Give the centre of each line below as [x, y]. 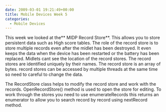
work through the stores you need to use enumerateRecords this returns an [82, 95]
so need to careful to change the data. [44, 74]
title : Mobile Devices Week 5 [36, 14]
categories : [17, 19]
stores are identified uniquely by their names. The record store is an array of [83, 64]
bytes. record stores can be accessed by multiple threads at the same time [82, 69]
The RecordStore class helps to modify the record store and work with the [81, 84]
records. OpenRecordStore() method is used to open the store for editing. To [83, 89]
